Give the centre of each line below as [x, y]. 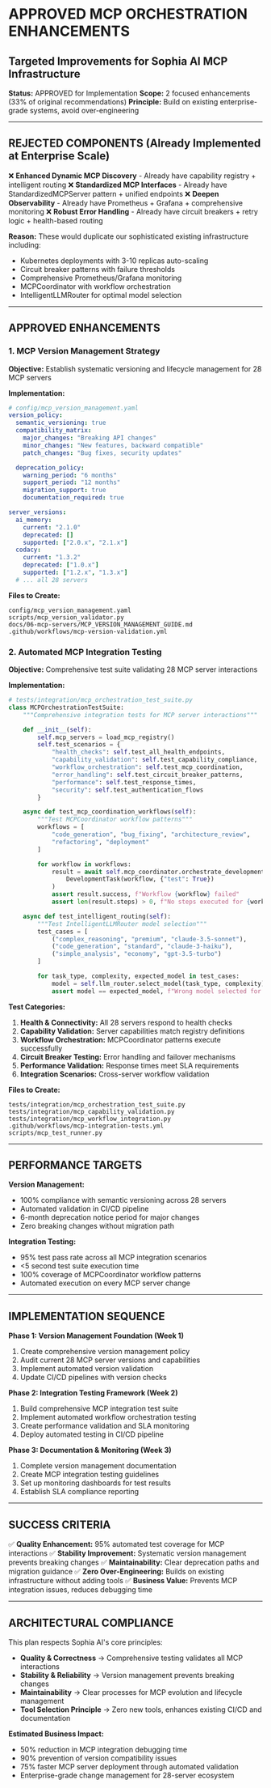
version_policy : [35, 415]
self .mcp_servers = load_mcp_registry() [106, 737]
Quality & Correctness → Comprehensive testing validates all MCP [131, 1658]
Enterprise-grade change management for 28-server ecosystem [127, 1775]
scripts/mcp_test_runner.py [56, 1133]
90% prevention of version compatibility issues [98, 1758]
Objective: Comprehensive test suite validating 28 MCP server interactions [133, 669]
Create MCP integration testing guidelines [90, 1475]
